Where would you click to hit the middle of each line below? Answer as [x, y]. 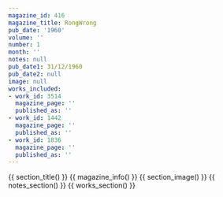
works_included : [35, 89]
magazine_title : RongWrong [52, 23]
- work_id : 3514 [35, 96]
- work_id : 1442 [35, 118]
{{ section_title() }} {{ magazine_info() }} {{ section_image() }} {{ [111, 177]
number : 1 [24, 45]
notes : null [28, 60]
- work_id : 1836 [35, 140]
